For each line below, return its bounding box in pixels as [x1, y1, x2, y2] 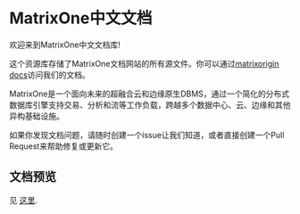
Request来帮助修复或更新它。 [9, 140, 118, 152]
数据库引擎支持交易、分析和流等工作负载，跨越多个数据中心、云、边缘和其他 [9, 99, 291, 110]
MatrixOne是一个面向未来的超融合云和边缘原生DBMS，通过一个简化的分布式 [9, 88, 290, 99]
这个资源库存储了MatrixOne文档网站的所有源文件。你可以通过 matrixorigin [9, 58, 279, 69]
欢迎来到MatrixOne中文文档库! [9, 39, 121, 50]
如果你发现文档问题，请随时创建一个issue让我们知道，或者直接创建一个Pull [9, 129, 285, 140]
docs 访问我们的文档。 [9, 69, 91, 80]
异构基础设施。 [9, 111, 64, 121]
